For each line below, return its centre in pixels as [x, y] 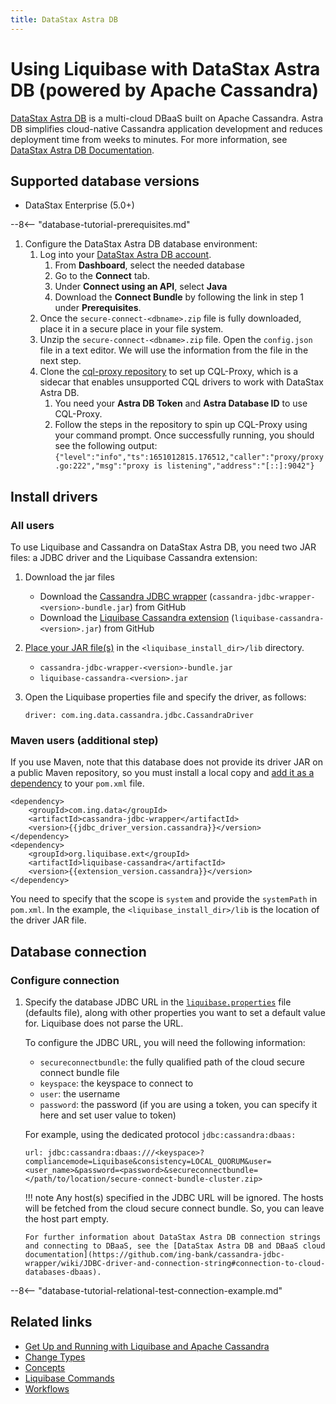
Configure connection [65, 980]
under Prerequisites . [98, 308]
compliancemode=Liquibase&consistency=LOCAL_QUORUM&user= [148, 1162]
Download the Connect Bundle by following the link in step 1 [179, 297]
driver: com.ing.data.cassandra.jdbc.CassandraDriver [139, 716]
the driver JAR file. [48, 920]
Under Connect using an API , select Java [141, 287]
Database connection [78, 951]
